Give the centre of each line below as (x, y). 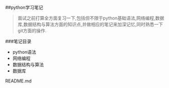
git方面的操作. (32, 31)
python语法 (24, 52)
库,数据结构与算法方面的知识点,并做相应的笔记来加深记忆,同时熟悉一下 (90, 24)
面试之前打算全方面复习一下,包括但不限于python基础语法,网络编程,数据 (91, 18)
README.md (18, 81)
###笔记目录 (18, 41)
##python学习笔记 (24, 7)
